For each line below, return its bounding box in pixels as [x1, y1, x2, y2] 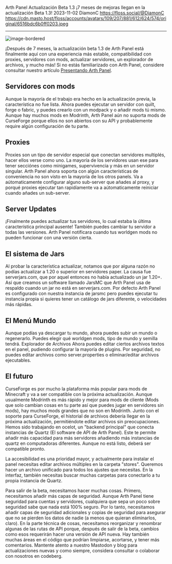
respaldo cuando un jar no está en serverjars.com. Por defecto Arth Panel [5, 285, 161, 291]
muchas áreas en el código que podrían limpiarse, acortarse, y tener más [5, 536, 160, 542]
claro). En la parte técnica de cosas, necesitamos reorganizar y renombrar [5, 520, 162, 526]
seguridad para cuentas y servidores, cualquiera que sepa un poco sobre [5, 498, 160, 504]
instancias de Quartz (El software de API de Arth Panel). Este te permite [5, 429, 156, 436]
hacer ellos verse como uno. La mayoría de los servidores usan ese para [5, 157, 159, 163]
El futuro [5, 372, 33, 381]
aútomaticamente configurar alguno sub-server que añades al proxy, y [5, 179, 155, 185]
